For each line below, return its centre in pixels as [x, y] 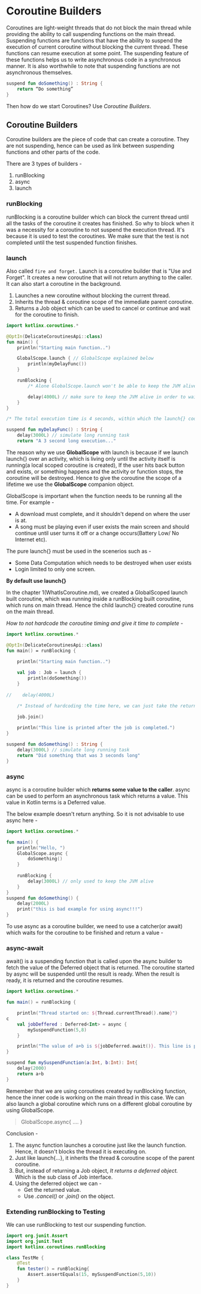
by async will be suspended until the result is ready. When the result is [93, 974]
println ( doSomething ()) [57, 678]
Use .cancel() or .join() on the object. [69, 1196]
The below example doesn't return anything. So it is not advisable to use [95, 814]
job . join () [31, 717]
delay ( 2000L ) [33, 904]
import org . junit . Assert [37, 1236]
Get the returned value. [52, 1189]
